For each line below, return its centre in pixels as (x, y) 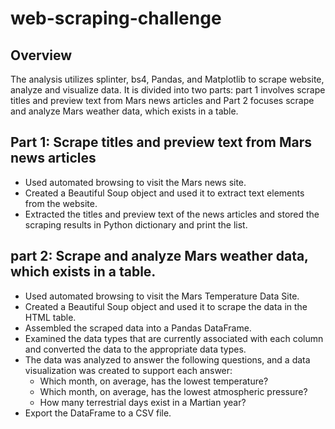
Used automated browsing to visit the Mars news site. (135, 182)
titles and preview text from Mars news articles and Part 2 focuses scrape (162, 100)
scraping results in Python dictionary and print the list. (136, 224)
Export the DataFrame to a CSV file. (98, 413)
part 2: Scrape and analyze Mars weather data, (159, 256)
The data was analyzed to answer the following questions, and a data (167, 359)
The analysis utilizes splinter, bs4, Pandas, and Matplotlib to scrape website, (167, 79)
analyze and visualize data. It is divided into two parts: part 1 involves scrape (168, 90)
